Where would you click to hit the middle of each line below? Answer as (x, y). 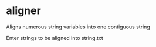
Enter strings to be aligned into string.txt (55, 38)
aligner (23, 11)
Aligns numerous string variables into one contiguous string (78, 27)
